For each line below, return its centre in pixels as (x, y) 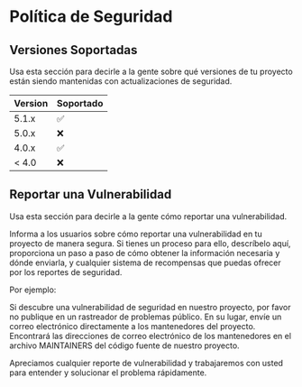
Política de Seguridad (91, 17)
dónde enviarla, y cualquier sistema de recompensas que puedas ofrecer (145, 263)
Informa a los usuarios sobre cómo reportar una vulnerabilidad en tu (136, 234)
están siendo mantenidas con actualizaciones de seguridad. (121, 81)
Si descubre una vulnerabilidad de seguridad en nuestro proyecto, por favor (150, 307)
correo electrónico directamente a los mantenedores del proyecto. (133, 326)
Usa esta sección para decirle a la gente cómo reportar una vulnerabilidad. (148, 216)
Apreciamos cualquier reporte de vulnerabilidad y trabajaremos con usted (146, 363)
